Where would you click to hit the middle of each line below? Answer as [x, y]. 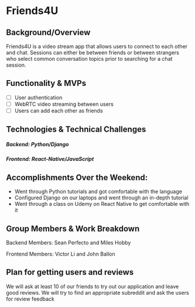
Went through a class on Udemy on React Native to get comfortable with [102, 204]
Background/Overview [48, 32]
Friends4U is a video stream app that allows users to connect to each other [97, 46]
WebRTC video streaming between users [64, 104]
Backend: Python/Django [37, 144]
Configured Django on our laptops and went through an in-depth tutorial [101, 198]
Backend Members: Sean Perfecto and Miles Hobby [69, 242]
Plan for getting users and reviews [70, 272]
